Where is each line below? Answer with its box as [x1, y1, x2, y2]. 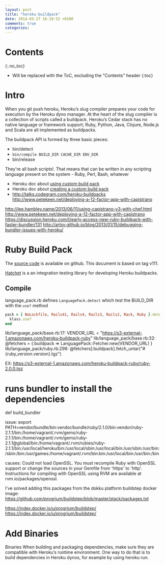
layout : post [5, 7, 32, 12]
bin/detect [12, 146, 33, 152]
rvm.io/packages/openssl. [5, 476, 58, 482]
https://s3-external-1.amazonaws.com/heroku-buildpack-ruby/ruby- [13, 360, 151, 367]
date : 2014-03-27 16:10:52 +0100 [5, 16, 74, 21]
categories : [5, 26, 29, 31]
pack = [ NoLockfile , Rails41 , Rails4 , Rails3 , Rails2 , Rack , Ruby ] [5, 312, 151, 317]
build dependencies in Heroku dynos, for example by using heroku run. [5, 555, 149, 561]
